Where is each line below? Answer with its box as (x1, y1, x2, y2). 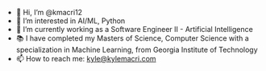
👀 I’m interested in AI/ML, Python (15, 16, 126, 26)
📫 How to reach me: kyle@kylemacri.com (15, 54, 156, 63)
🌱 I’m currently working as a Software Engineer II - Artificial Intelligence (15, 25, 254, 34)
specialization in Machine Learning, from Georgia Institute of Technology (15, 45, 258, 54)
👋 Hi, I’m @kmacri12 (15, 8, 83, 17)
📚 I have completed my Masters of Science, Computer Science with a (15, 34, 250, 43)
